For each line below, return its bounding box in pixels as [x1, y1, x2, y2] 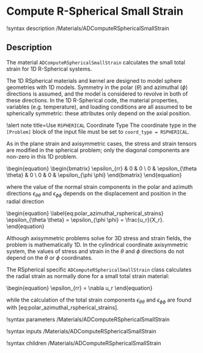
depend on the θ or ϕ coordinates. [6, 254, 93, 261]
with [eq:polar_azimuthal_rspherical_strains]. [6, 304, 119, 311]
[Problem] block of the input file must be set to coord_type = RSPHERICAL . [6, 127, 190, 135]
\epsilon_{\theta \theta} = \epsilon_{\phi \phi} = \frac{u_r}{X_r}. [6, 216, 164, 223]
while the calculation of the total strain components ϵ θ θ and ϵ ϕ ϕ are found [6, 296, 191, 305]
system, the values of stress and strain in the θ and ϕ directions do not [6, 247, 185, 255]
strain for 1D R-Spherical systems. [6, 65, 92, 72]
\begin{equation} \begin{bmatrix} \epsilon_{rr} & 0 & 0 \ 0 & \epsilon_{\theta [6, 164, 197, 172]
